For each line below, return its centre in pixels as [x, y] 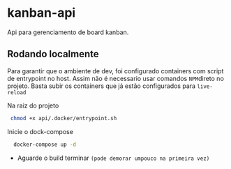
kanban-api [42, 13]
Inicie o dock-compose [40, 131]
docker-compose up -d [45, 145]
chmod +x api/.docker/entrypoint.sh [64, 118]
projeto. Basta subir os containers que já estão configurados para [102, 86]
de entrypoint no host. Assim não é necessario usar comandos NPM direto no [116, 78]
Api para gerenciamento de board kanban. [68, 32]
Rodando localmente [53, 54]
